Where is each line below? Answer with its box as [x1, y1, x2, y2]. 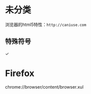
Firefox [5, 68, 34, 79]
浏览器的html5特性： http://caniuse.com [5, 22, 87, 27]
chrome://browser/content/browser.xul [5, 84, 84, 90]
